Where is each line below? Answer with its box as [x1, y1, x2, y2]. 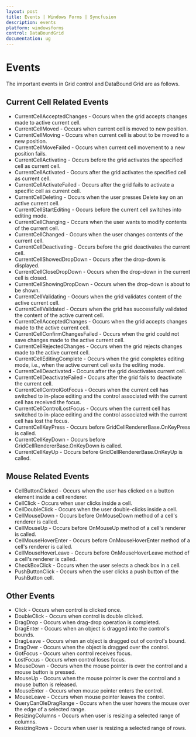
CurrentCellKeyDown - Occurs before [14, 436, 105, 443]
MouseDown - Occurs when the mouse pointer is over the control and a [14, 662, 188, 670]
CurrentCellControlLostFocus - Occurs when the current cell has [14, 405, 171, 412]
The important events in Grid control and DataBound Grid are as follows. [6, 80, 180, 87]
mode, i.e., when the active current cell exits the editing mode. [14, 361, 165, 368]
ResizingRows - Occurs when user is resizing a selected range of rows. [14, 725, 187, 732]
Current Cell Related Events [6, 97, 109, 107]
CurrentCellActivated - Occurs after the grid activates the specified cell [14, 168, 187, 175]
